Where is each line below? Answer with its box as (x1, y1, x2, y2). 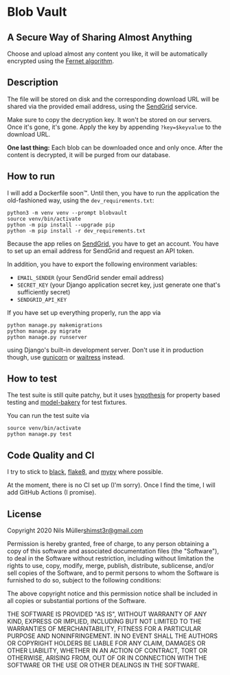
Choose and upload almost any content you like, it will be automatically (7, 49, 208, 58)
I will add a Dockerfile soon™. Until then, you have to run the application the (7, 189, 220, 197)
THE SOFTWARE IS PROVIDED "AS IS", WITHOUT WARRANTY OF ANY (7, 610, 207, 618)
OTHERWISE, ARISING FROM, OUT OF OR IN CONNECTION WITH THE (7, 654, 207, 662)
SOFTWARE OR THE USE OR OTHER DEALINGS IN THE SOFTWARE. (7, 661, 200, 670)
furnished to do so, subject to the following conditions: (7, 576, 161, 584)
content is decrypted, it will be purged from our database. (7, 150, 170, 158)
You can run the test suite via (7, 412, 90, 420)
